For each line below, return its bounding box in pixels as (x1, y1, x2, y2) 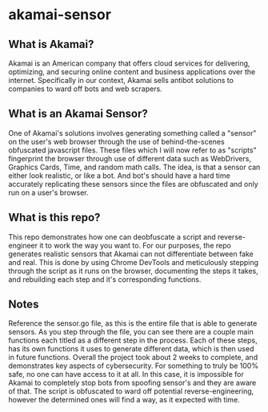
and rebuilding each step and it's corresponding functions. (8, 274, 202, 284)
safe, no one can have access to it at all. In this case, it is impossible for (8, 370, 244, 379)
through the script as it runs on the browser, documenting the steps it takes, (8, 266, 258, 275)
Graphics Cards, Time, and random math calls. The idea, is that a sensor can (8, 162, 261, 172)
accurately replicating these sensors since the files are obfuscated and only (8, 179, 258, 188)
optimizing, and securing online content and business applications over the (8, 67, 256, 77)
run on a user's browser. (8, 188, 89, 197)
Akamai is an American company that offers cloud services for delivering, (8, 58, 250, 68)
